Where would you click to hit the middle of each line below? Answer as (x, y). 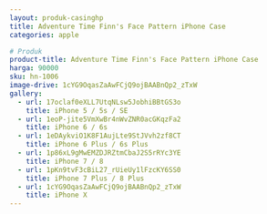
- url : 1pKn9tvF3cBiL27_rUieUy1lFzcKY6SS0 (99, 169)
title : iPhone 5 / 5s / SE (77, 110)
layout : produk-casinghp (56, 18)
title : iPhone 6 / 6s (67, 127)
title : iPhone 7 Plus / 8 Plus (85, 178)
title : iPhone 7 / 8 (65, 161)
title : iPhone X (57, 195)
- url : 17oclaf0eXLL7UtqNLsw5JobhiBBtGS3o (99, 102)
